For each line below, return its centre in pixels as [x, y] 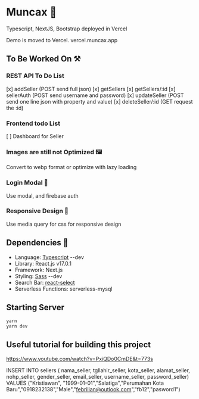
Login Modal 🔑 [27, 183]
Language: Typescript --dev [49, 257]
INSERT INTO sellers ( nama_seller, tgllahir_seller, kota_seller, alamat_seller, [98, 370]
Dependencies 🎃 [37, 243]
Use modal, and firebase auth [42, 195]
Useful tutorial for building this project [78, 345]
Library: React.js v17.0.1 [43, 263]
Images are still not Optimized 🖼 [54, 152]
